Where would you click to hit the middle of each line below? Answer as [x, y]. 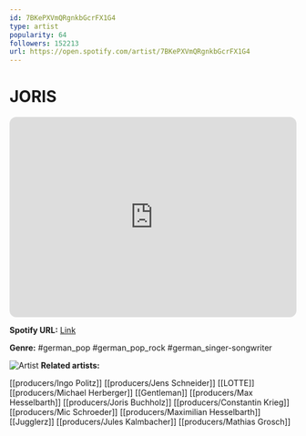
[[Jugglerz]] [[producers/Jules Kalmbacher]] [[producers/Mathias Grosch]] [150, 422]
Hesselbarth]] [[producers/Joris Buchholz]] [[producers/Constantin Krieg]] [149, 402]
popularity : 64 [38, 35]
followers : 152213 [44, 43]
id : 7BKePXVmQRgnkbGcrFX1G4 [63, 18]
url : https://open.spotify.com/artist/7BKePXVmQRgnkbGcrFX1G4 [130, 52]
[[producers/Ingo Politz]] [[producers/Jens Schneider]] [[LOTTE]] [132, 383]
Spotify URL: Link [43, 330]
